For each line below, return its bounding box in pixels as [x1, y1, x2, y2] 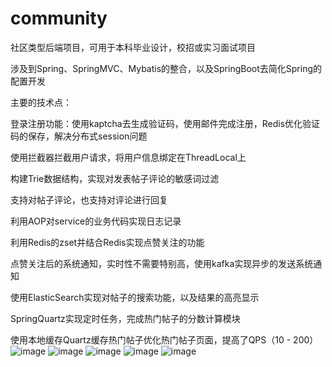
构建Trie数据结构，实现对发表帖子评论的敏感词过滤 [10, 172, 220, 184]
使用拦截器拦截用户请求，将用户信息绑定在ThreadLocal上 [10, 151, 247, 163]
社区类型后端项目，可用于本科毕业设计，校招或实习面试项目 [10, 42, 256, 53]
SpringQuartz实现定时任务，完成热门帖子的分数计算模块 [10, 312, 241, 324]
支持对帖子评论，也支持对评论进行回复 [10, 193, 168, 206]
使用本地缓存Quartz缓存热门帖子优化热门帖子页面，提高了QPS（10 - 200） [10, 333, 319, 346]
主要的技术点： [10, 96, 72, 108]
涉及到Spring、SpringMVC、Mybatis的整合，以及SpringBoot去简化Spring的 [10, 62, 323, 74]
